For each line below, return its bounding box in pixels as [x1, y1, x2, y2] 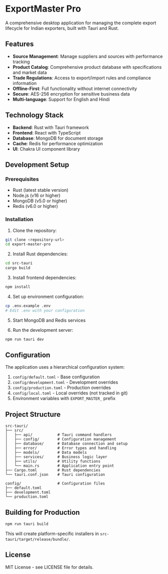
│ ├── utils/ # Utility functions [5, 459, 101, 464]
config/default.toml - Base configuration [12, 374, 100, 380]
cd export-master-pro [5, 242, 51, 247]
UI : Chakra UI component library [12, 146, 80, 152]
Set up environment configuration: [12, 293, 85, 299]
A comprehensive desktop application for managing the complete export [5, 20, 156, 26]
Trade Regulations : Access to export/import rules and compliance [12, 74, 151, 81]
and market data [12, 69, 47, 75]
